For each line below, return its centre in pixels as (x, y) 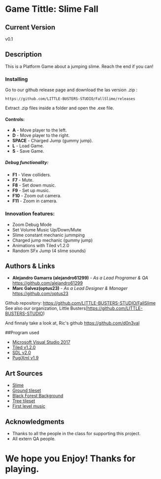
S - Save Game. (28, 151)
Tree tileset (24, 401)
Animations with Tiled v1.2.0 (41, 245)
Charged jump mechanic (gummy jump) (52, 240)
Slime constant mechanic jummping (48, 235)
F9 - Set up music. (31, 191)
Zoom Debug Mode (32, 224)
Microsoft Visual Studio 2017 (41, 342)
